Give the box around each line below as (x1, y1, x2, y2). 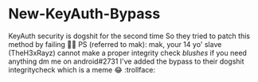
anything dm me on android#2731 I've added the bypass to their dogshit (8, 57, 244, 66)
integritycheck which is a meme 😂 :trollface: (8, 64, 155, 74)
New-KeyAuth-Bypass (8, 5, 161, 23)
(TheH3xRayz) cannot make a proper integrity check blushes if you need (8, 48, 247, 57)
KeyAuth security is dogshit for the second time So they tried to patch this (8, 31, 251, 41)
